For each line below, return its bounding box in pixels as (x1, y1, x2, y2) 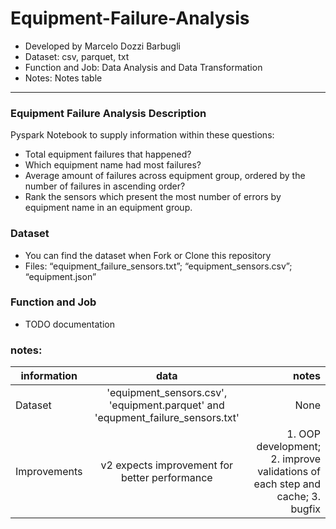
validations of (257, 465, 321, 479)
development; (256, 440, 321, 454)
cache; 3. (276, 490, 321, 504)
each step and (253, 477, 321, 491)
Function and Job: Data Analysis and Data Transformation (24, 61, 263, 73)
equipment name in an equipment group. (24, 202, 193, 214)
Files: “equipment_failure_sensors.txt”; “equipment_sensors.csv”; (24, 260, 293, 272)
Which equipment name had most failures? (24, 159, 202, 171)
